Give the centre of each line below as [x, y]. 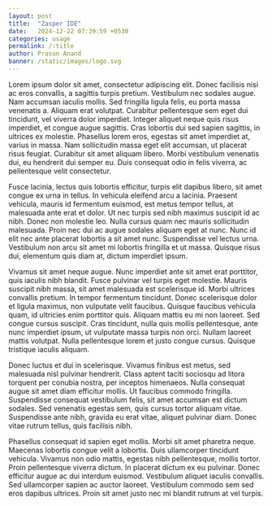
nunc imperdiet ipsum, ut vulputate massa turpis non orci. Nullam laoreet [130, 332]
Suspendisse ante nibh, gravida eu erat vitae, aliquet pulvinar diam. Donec [133, 417]
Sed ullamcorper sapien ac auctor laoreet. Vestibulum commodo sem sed [131, 484]
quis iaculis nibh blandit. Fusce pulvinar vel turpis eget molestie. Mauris [128, 280]
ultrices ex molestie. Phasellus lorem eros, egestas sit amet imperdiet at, [129, 136]
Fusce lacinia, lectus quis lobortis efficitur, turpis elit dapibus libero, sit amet [135, 186]
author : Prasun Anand [45, 54]
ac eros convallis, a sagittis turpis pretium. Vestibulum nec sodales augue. [132, 93]
